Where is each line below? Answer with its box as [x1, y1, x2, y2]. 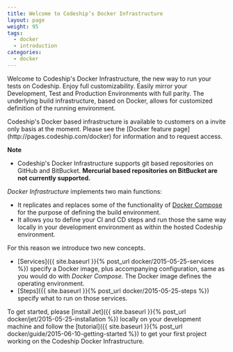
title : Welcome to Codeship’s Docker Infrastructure [7, 10, 163, 17]
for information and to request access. [113, 132, 223, 140]
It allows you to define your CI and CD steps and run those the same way [17, 215, 227, 224]
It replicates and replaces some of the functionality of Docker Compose [17, 201, 223, 209]
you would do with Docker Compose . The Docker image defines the [17, 271, 212, 280]
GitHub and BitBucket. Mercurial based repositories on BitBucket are [17, 166, 218, 174]
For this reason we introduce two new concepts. [7, 244, 146, 252]
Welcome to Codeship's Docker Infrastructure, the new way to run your [7, 74, 212, 83]
